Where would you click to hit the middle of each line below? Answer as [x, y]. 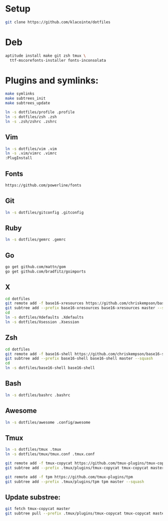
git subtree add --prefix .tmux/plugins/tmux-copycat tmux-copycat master [85, 468]
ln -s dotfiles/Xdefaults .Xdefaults [44, 317]
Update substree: [33, 497]
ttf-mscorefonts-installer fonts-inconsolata [58, 60]
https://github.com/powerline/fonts [43, 185]
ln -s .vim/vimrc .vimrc [31, 154]
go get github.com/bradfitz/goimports [45, 272]
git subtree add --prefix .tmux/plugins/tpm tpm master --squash [74, 482]
